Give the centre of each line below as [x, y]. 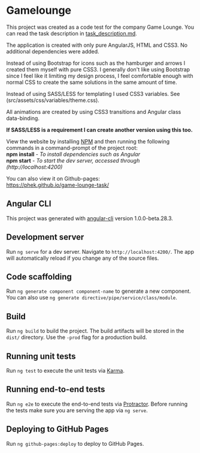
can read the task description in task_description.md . [72, 33]
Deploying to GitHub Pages [57, 429]
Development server [45, 237]
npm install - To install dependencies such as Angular [73, 154]
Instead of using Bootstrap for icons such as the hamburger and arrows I [96, 63]
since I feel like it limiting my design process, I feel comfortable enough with [100, 76]
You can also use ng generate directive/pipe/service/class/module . [92, 298]
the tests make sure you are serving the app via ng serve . [77, 410]
